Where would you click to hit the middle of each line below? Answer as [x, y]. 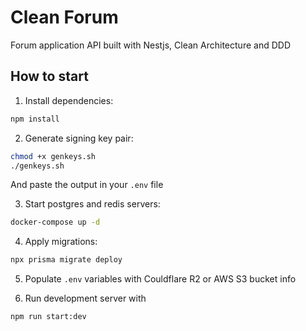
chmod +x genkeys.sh [53, 156]
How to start [49, 76]
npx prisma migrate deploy [66, 260]
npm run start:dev [48, 317]
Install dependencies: [69, 100]
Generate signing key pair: [79, 138]
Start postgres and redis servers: [92, 204]
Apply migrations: [61, 242]
